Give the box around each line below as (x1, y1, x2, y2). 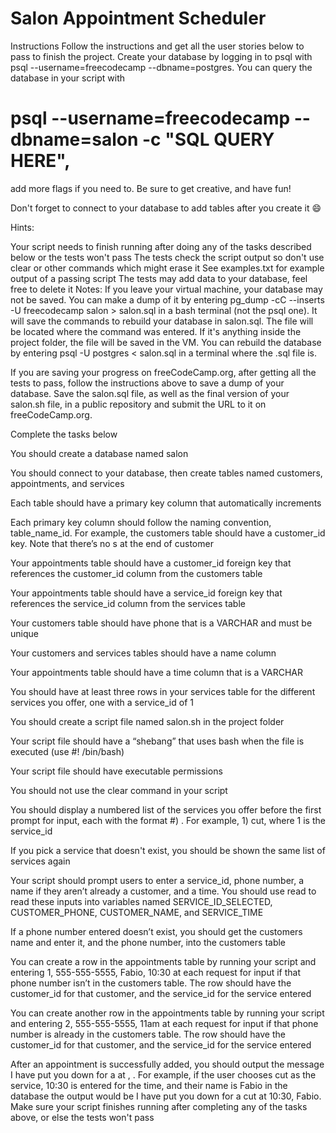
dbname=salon (10, 128, 139, 151)
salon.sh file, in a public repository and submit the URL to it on (10, 398, 267, 410)
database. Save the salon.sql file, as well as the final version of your (10, 387, 290, 399)
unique (10, 627, 39, 639)
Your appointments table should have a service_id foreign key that (10, 587, 283, 599)
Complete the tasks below (10, 428, 118, 440)
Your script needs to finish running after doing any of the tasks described (10, 240, 312, 252)
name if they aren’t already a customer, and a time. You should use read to (10, 885, 317, 897)
